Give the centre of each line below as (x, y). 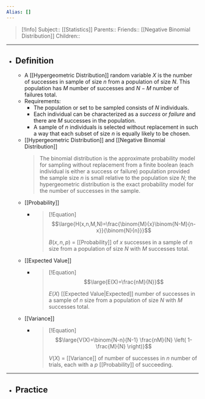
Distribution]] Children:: (51, 36)
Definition (34, 61)
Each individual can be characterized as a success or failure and (114, 114)
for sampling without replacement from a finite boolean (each (117, 165)
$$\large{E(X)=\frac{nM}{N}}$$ (124, 282)
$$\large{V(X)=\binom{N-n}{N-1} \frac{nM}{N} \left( (121, 340)
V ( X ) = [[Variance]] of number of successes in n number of (123, 358)
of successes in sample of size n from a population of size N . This (107, 82)
